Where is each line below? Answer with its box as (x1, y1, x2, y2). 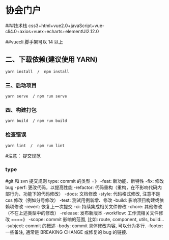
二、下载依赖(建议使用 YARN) (5, 55, 98, 64)
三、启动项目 (5, 82, 37, 89)
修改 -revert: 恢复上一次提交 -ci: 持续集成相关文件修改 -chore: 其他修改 (14, 203, 163, 209)
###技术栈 (5, 22, 27, 29)
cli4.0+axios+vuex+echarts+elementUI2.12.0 (5, 28, 99, 34)
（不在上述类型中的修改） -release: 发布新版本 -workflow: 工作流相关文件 (5, 210, 159, 216)
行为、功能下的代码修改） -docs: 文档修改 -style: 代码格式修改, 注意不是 (9, 190, 160, 197)
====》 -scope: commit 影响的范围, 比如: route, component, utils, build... (11, 216, 164, 222)
